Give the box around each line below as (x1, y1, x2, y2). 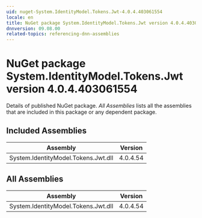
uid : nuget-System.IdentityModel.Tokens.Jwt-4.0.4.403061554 (6, 8, 163, 15)
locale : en (6, 14, 34, 20)
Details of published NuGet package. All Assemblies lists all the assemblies (6, 102, 192, 110)
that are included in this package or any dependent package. (6, 108, 158, 116)
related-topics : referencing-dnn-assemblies (6, 31, 120, 37)
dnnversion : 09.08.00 (6, 25, 61, 32)
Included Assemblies (6, 126, 87, 136)
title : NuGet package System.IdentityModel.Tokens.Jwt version (6, 20, 168, 26)
